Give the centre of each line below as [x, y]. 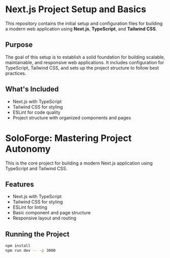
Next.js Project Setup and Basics [76, 9]
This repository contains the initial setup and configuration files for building [84, 23]
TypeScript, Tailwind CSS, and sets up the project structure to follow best [82, 68]
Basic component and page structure [51, 213]
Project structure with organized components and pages [72, 117]
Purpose [19, 45]
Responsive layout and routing [44, 218]
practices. [16, 73]
